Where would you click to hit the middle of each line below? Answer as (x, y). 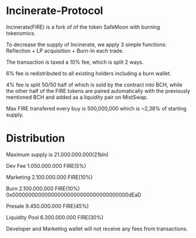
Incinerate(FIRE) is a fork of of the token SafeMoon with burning (83, 27)
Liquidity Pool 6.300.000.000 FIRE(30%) (55, 217)
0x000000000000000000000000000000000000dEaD (74, 195)
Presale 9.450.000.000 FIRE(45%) (47, 206)
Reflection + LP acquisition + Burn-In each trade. (65, 50)
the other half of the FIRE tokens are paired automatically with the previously (98, 91)
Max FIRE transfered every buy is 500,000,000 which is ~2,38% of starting (97, 108)
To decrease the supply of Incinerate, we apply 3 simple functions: (86, 44)
